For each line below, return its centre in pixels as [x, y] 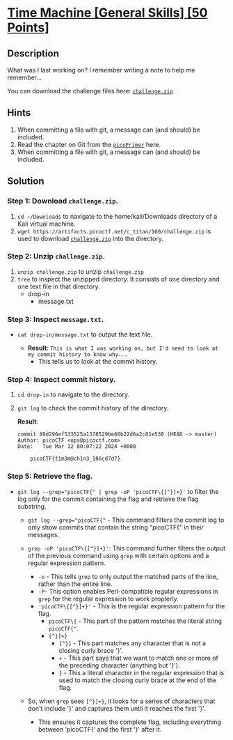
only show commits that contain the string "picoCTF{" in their [115, 527]
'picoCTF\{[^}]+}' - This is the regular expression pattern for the [131, 606]
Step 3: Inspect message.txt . [56, 319]
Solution [26, 182]
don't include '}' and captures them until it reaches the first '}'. [117, 708]
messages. [43, 534]
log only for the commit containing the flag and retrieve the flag [108, 499]
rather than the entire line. [75, 584]
